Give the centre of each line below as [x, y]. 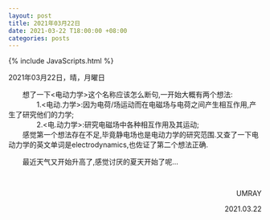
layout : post [30, 16]
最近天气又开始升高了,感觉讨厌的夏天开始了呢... [101, 162]
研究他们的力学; [48, 115]
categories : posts [39, 38]
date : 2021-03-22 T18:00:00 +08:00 [68, 31]
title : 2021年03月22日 [45, 23]
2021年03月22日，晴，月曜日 [57, 78]
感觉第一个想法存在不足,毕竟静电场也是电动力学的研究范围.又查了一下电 [141, 135]
